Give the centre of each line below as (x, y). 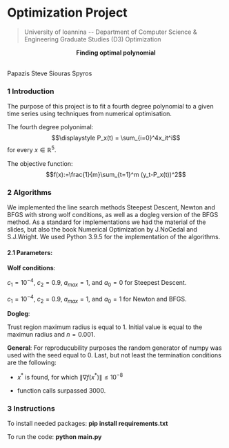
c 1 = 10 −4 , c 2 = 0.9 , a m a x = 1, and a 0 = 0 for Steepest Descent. (97, 283)
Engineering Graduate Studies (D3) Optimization (92, 39)
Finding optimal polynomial (116, 53)
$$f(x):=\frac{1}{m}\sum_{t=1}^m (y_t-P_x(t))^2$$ (116, 174)
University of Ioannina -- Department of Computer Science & (110, 32)
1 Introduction (31, 91)
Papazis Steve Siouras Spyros (50, 73)
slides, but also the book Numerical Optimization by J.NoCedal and (102, 230)
